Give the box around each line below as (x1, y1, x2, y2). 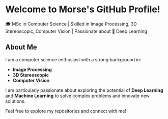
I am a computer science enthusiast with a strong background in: (5, 56, 142, 62)
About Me (5, 43, 37, 52)
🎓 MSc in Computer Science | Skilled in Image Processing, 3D (5, 20, 137, 27)
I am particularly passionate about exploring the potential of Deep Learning (5, 87, 163, 93)
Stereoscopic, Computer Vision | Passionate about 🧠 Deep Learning (5, 28, 148, 34)
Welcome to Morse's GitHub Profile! (5, 4, 160, 15)
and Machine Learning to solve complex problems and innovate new (5, 92, 150, 99)
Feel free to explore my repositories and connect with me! (5, 108, 126, 114)
